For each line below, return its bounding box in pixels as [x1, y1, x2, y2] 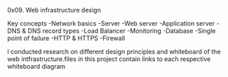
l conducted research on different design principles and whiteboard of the [7, 48, 221, 55]
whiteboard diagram [7, 62, 66, 70]
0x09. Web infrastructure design [7, 6, 102, 14]
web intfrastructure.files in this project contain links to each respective [7, 55, 211, 63]
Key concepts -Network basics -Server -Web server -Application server [7, 19, 215, 27]
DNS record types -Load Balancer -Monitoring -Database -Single [27, 27, 216, 35]
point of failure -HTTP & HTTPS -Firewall [7, 34, 125, 42]
